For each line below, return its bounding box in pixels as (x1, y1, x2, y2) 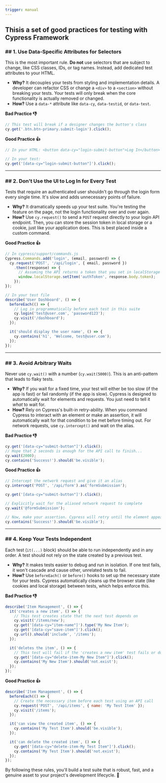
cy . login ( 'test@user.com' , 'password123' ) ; (14, 311, 105, 316)
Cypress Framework (5, 33, 69, 42)
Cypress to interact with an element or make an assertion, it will (12, 412, 142, 418)
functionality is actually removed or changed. (12, 95, 105, 102)
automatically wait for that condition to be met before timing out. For (12, 417, 152, 423)
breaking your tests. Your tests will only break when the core (12, 90, 136, 96)
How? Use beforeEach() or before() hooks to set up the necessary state (12, 572, 160, 578)
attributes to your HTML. (5, 70, 55, 76)
